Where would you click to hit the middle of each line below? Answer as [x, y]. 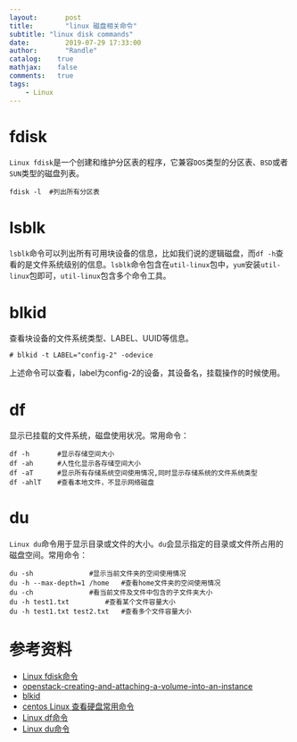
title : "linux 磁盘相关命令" [73, 26]
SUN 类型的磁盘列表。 [47, 173]
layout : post [45, 17]
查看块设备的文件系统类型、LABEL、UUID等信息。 [101, 338]
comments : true [41, 76]
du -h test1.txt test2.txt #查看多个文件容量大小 [100, 612]
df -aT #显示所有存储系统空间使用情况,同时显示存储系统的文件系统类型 [134, 473]
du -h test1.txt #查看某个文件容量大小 [92, 603]
